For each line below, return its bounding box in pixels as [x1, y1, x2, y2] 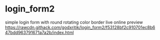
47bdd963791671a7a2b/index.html [5, 29, 74, 35]
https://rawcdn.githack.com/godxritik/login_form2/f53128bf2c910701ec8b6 [5, 24, 156, 30]
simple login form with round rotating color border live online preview [5, 19, 143, 25]
